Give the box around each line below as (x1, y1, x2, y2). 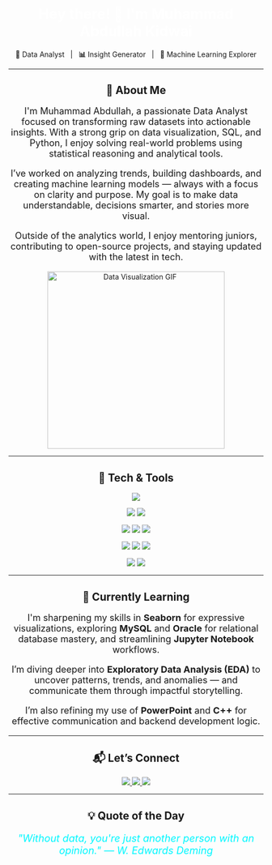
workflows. (112, 644, 160, 655)
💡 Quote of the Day (87, 808, 185, 823)
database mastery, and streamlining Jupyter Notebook (18, 633, 254, 644)
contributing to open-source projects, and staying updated (11, 241, 261, 252)
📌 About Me (105, 84, 167, 97)
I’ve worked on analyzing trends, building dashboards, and (11, 168, 261, 179)
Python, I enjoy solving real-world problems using (29, 137, 243, 149)
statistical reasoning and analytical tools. (49, 148, 223, 160)
